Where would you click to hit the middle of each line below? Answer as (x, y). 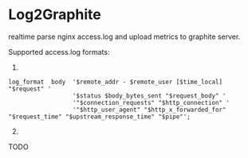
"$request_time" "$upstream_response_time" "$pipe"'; (100, 117)
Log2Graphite (55, 15)
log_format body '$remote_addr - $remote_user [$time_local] (116, 82)
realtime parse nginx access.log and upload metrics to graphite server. (124, 37)
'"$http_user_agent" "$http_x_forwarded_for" (149, 110)
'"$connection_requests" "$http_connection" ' (151, 102)
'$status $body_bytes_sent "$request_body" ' (149, 96)
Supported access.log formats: (59, 52)
